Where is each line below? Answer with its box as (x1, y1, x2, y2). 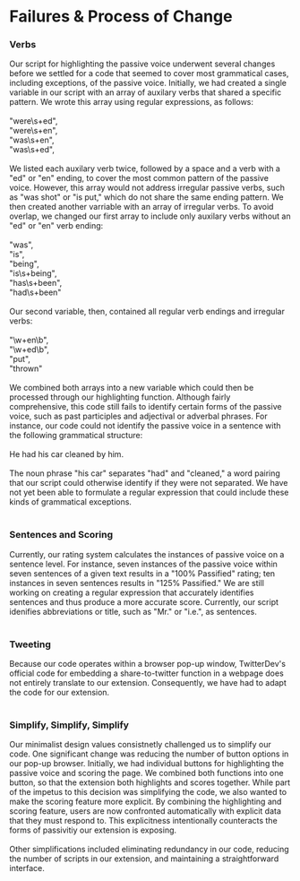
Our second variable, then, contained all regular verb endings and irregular (9, 307, 285, 317)
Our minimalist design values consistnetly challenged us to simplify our (9, 739, 271, 750)
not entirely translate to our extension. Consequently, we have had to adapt (9, 678, 287, 688)
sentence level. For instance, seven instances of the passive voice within (9, 558, 278, 569)
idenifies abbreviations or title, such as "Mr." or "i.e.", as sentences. (9, 606, 257, 617)
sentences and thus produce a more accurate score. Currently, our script (9, 596, 279, 607)
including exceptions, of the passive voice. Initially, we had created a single (9, 78, 287, 89)
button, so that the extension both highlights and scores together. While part (9, 777, 291, 788)
